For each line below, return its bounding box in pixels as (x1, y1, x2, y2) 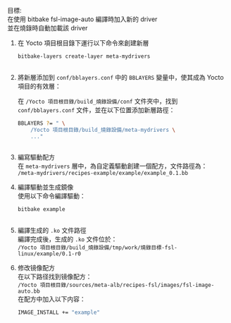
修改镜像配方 (17, 264, 55, 272)
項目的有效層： (17, 82, 61, 90)
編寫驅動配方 (17, 153, 55, 161)
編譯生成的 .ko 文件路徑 (17, 226, 87, 234)
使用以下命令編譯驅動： (17, 192, 86, 200)
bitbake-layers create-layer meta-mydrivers (17, 53, 151, 60)
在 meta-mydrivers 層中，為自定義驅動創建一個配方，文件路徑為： (17, 161, 208, 171)
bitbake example (17, 206, 65, 213)
